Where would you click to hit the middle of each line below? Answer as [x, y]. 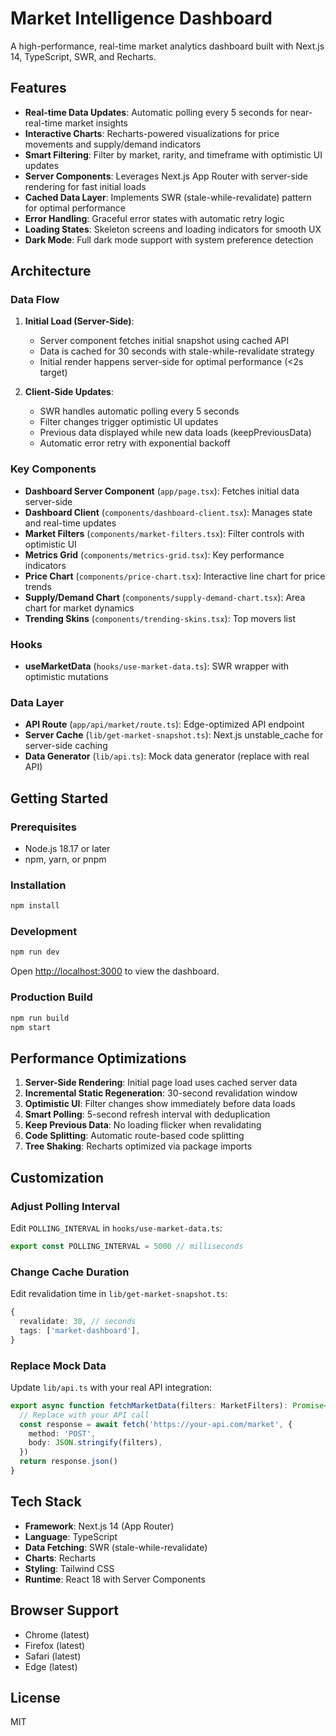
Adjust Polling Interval [65, 1206]
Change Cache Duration [70, 1272]
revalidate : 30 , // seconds [78, 1321]
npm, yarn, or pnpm [65, 859]
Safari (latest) [53, 1656]
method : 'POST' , [62, 1433]
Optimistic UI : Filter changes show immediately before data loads [160, 1104]
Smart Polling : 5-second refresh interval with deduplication [147, 1114]
